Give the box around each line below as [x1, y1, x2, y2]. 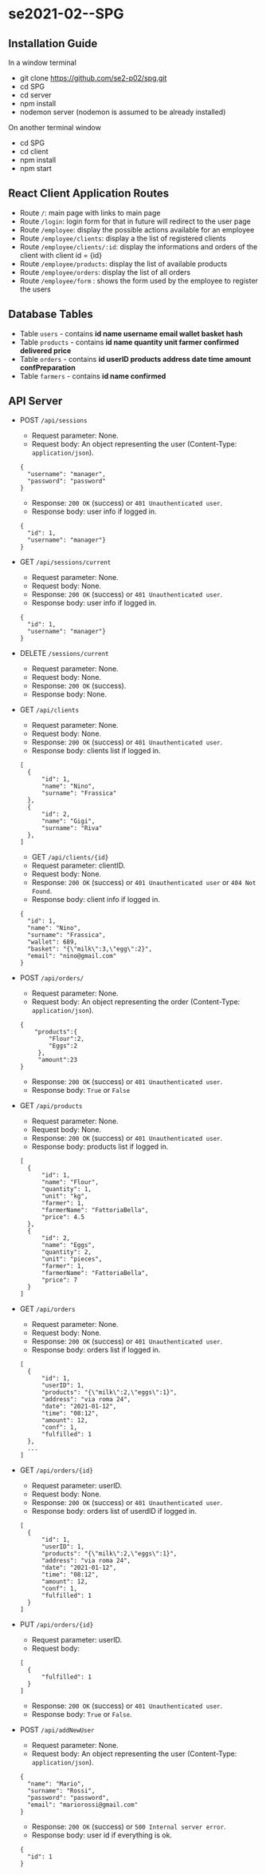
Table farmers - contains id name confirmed [19, 371, 166, 380]
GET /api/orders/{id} [19, 1465, 94, 1475]
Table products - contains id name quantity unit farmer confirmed [19, 337, 239, 347]
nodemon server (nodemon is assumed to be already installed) [19, 107, 226, 117]
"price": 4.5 [41, 1214, 85, 1222]
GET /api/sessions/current [19, 557, 111, 567]
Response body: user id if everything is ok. [31, 1830, 173, 1840]
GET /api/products [19, 1101, 83, 1110]
